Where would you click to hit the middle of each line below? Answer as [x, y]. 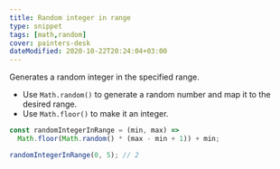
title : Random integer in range [70, 18]
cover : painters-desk [50, 43]
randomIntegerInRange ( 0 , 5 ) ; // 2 [75, 155]
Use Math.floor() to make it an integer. [95, 114]
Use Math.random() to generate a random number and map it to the [146, 95]
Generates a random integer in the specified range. [105, 77]
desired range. [50, 104]
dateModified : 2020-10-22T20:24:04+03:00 [89, 52]
